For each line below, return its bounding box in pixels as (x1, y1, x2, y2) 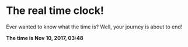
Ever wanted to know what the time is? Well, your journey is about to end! (6, 23, 183, 30)
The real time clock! (6, 4, 104, 17)
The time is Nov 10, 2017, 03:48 (6, 34, 83, 41)
